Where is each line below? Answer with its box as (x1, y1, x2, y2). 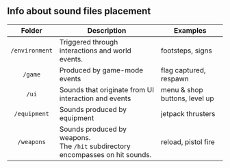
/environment (10, 46, 53, 54)
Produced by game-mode (59, 65, 144, 74)
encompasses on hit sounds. (59, 150, 152, 159)
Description (87, 25, 127, 35)
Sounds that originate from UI (59, 85, 155, 94)
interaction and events (59, 94, 131, 103)
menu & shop (160, 85, 203, 94)
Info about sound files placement (7, 5, 151, 17)
